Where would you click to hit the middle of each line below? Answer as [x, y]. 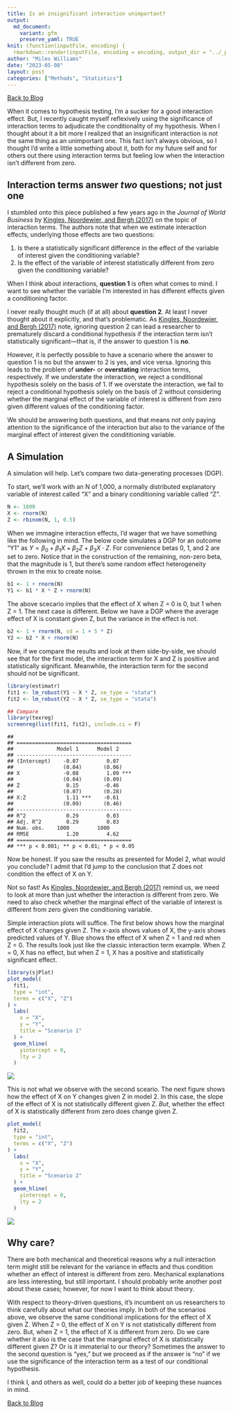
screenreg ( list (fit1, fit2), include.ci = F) [74, 724]
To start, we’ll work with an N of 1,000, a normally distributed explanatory [112, 486]
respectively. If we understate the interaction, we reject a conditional [105, 377]
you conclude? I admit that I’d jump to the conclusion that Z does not [105, 867]
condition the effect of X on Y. [50, 874]
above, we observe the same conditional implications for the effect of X [109, 1317]
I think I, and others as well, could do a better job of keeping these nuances [114, 1382]
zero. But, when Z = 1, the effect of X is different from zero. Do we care [109, 1332]
